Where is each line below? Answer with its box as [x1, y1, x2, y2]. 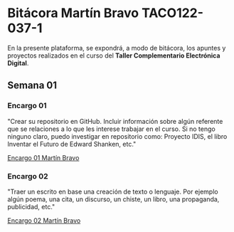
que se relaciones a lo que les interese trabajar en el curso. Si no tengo [7, 125, 216, 133]
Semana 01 [7, 80, 58, 92]
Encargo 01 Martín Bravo [7, 153, 80, 162]
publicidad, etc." [7, 202, 55, 211]
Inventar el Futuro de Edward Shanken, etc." [7, 139, 137, 148]
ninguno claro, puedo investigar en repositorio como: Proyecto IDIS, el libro [7, 132, 228, 140]
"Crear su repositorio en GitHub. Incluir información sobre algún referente [7, 117, 223, 125]
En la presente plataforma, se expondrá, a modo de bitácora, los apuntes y [7, 43, 226, 52]
